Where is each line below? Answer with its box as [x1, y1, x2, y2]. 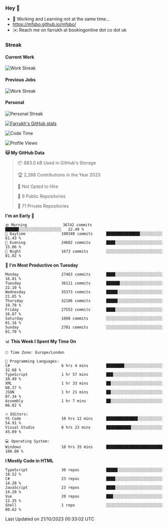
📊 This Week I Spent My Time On [5, 338, 76, 344]
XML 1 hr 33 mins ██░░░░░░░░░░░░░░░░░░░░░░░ [5, 380, 163, 386]
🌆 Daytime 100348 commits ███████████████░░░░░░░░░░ [5, 231, 163, 236]
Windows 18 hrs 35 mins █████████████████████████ [5, 444, 163, 449]
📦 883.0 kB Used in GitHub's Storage [17, 160, 96, 166]
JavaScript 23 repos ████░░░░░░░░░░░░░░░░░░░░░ [5, 485, 163, 490]
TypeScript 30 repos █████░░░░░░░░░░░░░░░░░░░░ [5, 467, 163, 473]
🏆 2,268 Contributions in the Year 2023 [17, 171, 101, 178]
